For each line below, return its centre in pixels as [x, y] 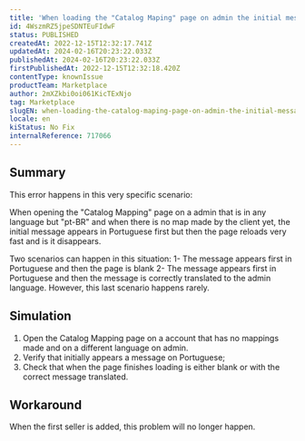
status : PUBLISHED [44, 34]
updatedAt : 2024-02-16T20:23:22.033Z [81, 52]
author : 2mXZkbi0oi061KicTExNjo [70, 93]
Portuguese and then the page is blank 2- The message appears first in [143, 268]
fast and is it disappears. [55, 240]
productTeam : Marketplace [58, 85]
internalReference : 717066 [60, 136]
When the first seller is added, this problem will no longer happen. [133, 426]
